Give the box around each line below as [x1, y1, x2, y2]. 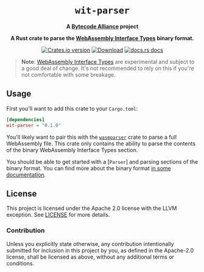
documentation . [6, 171, 46, 178]
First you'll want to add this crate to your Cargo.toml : [6, 105, 138, 112]
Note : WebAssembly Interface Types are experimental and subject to [21, 58, 195, 65]
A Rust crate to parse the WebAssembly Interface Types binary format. [10, 34, 194, 41]
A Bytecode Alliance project [66, 23, 139, 30]
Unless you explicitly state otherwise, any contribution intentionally [6, 240, 174, 248]
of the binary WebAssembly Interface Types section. [6, 146, 138, 153]
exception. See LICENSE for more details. [6, 211, 110, 218]
